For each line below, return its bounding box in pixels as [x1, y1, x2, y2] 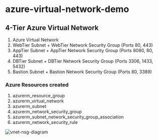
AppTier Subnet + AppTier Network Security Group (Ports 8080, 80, [12, 48, 153, 53]
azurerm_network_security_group [12, 109, 82, 115]
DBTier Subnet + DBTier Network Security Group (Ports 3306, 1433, [12, 58, 153, 64]
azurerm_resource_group [12, 93, 65, 99]
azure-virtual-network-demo [5, 4, 129, 15]
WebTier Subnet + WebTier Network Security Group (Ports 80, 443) [12, 42, 153, 48]
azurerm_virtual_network [12, 98, 64, 104]
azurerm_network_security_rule [12, 119, 78, 125]
